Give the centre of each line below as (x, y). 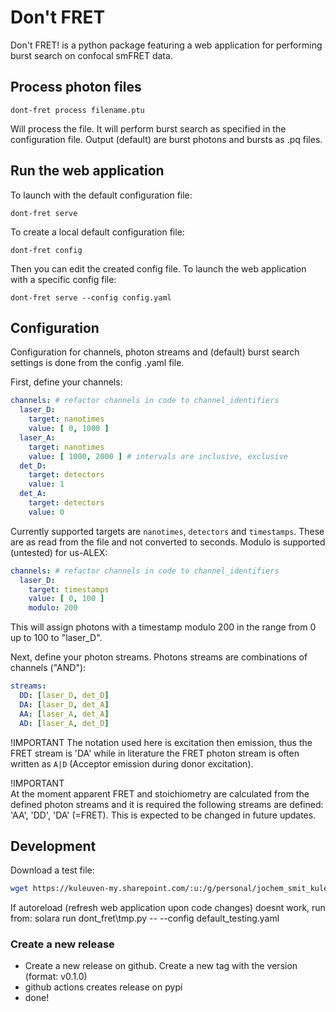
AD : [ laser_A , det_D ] (64, 723)
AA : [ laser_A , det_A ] (64, 714)
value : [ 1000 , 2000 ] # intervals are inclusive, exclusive (158, 456)
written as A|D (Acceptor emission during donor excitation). (132, 763)
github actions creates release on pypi (103, 987)
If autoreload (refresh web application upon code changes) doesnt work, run (168, 908)
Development (53, 846)
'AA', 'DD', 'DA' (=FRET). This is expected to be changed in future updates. (163, 815)
